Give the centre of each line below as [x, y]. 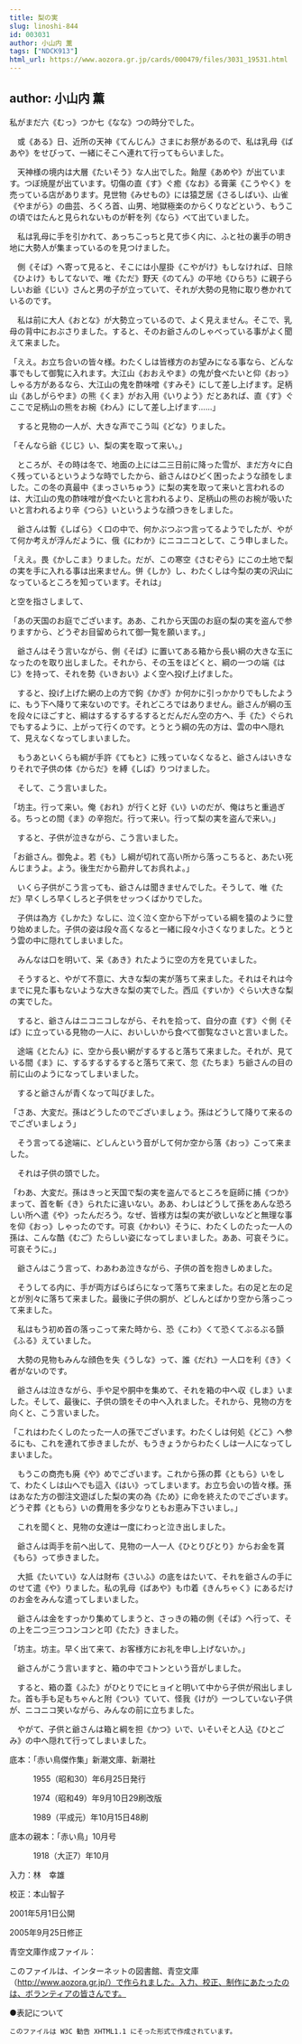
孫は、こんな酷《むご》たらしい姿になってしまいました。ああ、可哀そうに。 [151, 1237]
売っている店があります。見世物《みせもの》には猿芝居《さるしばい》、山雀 [149, 194]
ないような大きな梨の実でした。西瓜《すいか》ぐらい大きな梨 [179, 990]
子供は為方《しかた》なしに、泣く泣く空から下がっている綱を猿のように [151, 918]
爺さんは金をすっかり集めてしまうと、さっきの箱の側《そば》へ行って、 [151, 1618]
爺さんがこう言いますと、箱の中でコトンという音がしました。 [131, 1668]
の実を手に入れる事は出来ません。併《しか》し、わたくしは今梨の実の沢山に [151, 570]
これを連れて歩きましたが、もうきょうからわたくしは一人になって [162, 1443]
